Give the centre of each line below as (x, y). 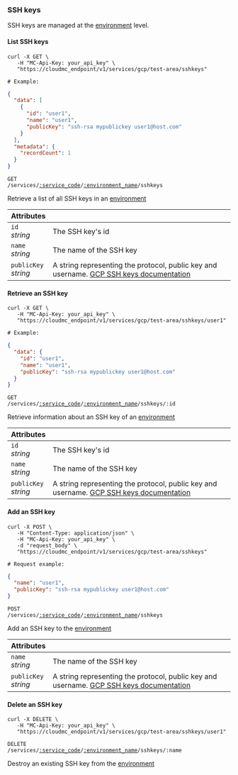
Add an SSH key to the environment (59, 628)
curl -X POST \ (30, 527)
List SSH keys (28, 41)
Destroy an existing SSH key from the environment (81, 764)
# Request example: (36, 564)
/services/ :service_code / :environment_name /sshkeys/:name (95, 751)
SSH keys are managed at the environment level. (78, 26)
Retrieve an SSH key (38, 293)
